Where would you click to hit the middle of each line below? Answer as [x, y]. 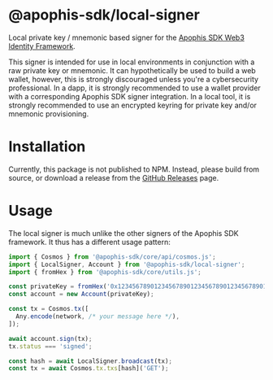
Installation [47, 147]
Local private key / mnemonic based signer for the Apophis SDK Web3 [127, 37]
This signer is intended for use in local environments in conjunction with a [132, 62]
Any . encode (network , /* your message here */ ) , [98, 317]
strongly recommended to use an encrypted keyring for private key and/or [133, 105]
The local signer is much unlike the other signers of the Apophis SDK [123, 233]
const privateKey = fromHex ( [58, 286]
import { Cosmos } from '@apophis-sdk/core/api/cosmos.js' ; [113, 257]
